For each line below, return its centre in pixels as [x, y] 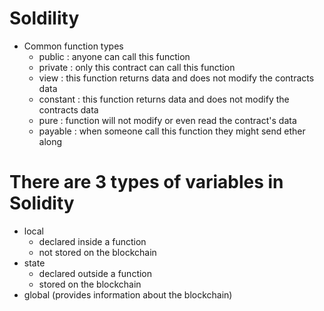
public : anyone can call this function [114, 56]
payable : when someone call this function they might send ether [172, 131]
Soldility [44, 18]
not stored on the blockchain [97, 252]
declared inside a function [92, 241]
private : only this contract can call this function [137, 67]
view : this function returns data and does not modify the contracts [176, 78]
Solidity [42, 203]
